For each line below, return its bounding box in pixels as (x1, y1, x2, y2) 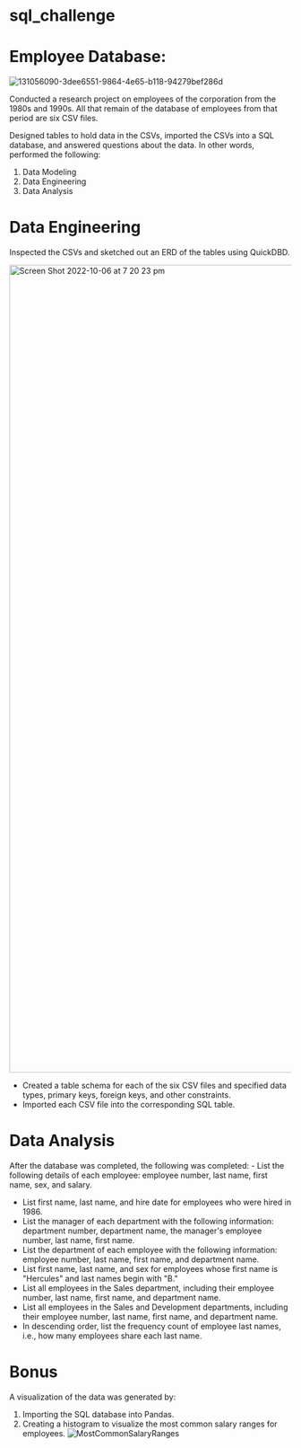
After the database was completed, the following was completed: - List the (9, 1161, 285, 1170)
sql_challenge (9, 5, 116, 26)
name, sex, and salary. (9, 1179, 92, 1190)
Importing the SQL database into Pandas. (21, 1408, 175, 1419)
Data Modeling (21, 167, 77, 178)
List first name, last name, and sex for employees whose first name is (21, 1264, 279, 1274)
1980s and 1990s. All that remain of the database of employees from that (9, 103, 278, 114)
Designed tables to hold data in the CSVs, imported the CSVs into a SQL (9, 130, 275, 141)
